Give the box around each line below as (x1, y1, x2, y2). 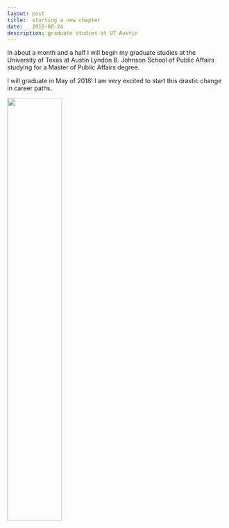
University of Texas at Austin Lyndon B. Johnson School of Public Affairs (7, 56, 215, 65)
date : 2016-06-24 (7, 23, 64, 30)
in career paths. (7, 84, 53, 92)
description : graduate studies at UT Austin (7, 29, 138, 37)
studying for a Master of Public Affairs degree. (7, 63, 140, 71)
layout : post (7, 10, 45, 17)
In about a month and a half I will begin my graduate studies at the (7, 49, 196, 57)
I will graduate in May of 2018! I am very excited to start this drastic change (7, 77, 222, 85)
